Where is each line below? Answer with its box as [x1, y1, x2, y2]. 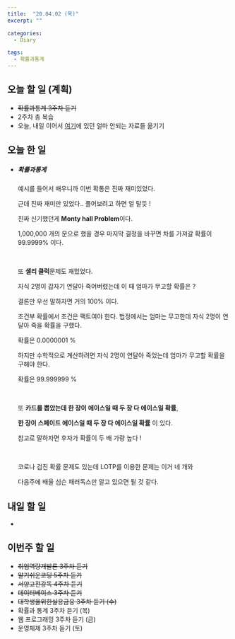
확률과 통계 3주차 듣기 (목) [17, 606, 90, 614]
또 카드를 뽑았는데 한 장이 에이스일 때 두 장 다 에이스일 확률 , [17, 404, 179, 413]
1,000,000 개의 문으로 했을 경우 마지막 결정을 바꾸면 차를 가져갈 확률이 [17, 229, 212, 238]
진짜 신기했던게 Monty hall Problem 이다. [17, 214, 133, 223]
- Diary [13, 36, 37, 43]
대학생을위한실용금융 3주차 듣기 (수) [17, 597, 117, 606]
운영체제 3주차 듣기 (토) [17, 623, 83, 632]
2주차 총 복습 [17, 113, 54, 121]
